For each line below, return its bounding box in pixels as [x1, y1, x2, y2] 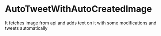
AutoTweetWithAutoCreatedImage [5, 3, 152, 15]
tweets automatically [5, 25, 48, 31]
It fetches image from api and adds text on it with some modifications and [5, 20, 157, 26]
